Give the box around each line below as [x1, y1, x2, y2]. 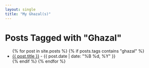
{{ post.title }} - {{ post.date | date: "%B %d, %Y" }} [12, 54, 116, 59]
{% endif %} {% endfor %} [12, 58, 66, 64]
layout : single [5, 7, 36, 12]
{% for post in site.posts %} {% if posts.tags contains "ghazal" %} [12, 48, 145, 54]
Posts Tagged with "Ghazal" [5, 32, 122, 43]
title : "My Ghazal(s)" [5, 12, 51, 16]
